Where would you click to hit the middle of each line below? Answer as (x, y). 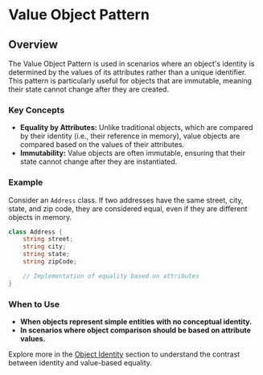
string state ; (46, 255)
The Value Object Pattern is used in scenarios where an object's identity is (131, 63)
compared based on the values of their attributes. (102, 145)
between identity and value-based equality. (80, 363)
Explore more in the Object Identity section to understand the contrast (124, 354)
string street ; (48, 239)
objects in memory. (40, 217)
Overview (33, 45)
